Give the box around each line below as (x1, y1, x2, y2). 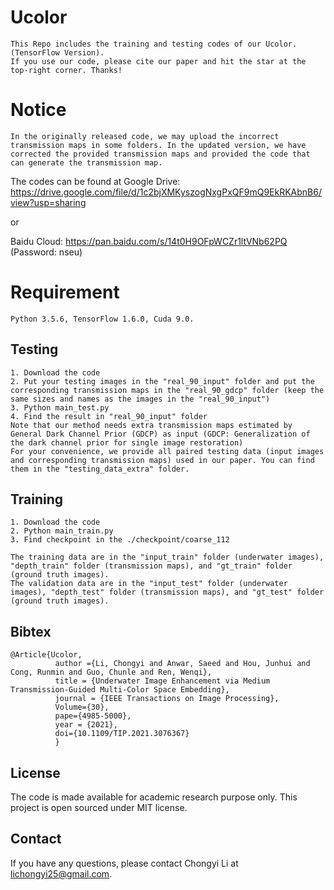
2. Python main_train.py (10, 526, 114, 536)
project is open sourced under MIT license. (10, 802, 188, 814)
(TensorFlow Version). (10, 47, 105, 58)
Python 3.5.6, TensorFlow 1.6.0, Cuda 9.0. (10, 314, 195, 324)
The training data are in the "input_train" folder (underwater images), (10, 552, 325, 563)
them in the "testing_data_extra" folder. (10, 464, 190, 474)
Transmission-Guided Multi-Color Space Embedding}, (10, 685, 230, 695)
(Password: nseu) (10, 246, 83, 258)
